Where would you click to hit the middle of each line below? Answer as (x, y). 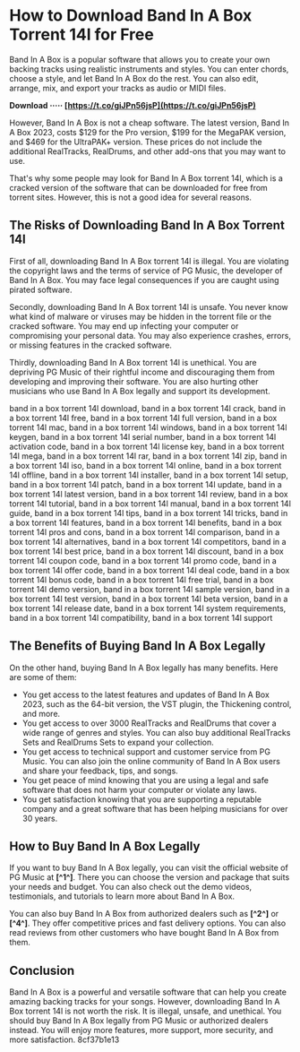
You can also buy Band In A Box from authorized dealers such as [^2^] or (144, 914)
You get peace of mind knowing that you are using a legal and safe (145, 780)
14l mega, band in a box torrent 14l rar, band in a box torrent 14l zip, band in (148, 456)
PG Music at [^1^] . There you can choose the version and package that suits (150, 877)
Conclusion (42, 970)
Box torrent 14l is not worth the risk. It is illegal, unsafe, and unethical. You (146, 1011)
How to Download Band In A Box (131, 16)
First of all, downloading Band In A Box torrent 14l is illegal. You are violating (149, 261)
